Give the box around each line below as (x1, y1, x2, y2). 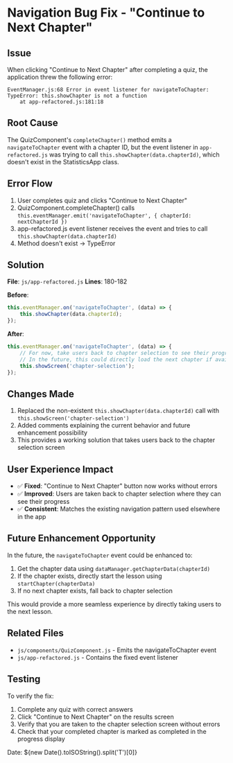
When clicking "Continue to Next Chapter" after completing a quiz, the (7, 66, 208, 73)
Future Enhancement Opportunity (7, 532, 156, 545)
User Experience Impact (7, 463, 114, 475)
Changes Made (7, 388, 74, 400)
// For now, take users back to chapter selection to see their (19, 349, 209, 356)
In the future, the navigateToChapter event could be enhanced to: (7, 551, 193, 559)
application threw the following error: (7, 73, 113, 81)
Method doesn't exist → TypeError (17, 239, 116, 247)
